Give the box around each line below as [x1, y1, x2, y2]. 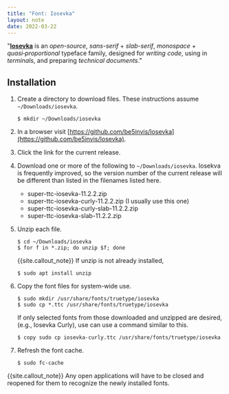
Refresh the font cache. [17, 346, 85, 355]
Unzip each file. [17, 225, 62, 233]
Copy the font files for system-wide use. [17, 282, 132, 290]
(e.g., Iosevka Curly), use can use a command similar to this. [17, 321, 189, 329]
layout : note [7, 17, 45, 23]
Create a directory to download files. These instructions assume [17, 95, 199, 104]
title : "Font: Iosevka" [7, 10, 76, 17]
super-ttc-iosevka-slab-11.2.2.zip [27, 212, 122, 220]
